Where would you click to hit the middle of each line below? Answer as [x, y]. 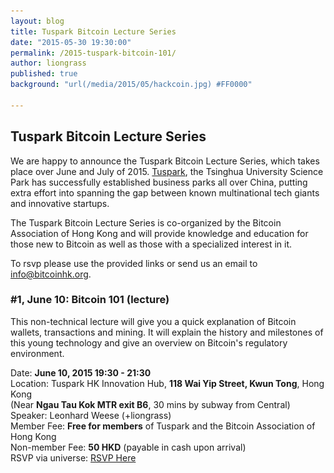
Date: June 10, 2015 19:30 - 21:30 [81, 372]
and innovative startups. [60, 203]
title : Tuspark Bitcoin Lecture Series [93, 31]
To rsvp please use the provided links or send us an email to [134, 263]
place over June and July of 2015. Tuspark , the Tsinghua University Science [167, 171]
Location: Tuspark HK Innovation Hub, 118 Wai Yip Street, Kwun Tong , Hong [167, 383]
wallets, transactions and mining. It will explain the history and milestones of [167, 332]
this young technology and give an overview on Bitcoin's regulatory [149, 342]
